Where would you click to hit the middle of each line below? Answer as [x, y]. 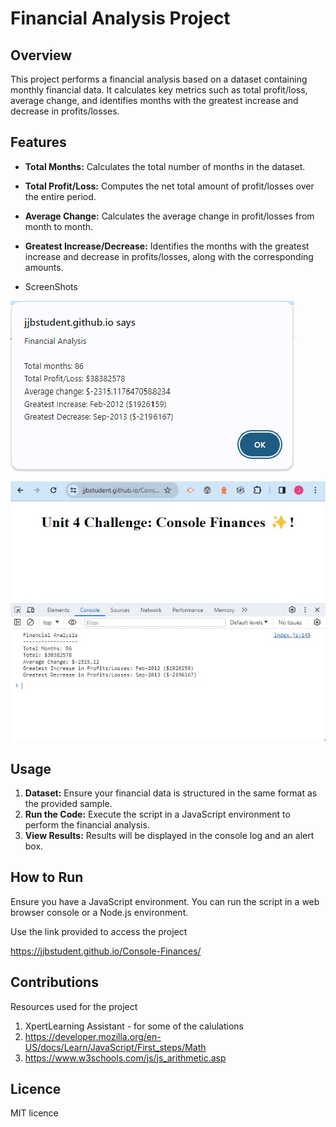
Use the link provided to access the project [99, 931]
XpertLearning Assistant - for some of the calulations [134, 1026]
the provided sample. [68, 803]
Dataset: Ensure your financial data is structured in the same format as [171, 793]
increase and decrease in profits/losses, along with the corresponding [169, 256]
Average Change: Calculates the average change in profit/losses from [169, 216]
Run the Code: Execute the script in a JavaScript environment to [157, 814]
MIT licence [34, 1113]
